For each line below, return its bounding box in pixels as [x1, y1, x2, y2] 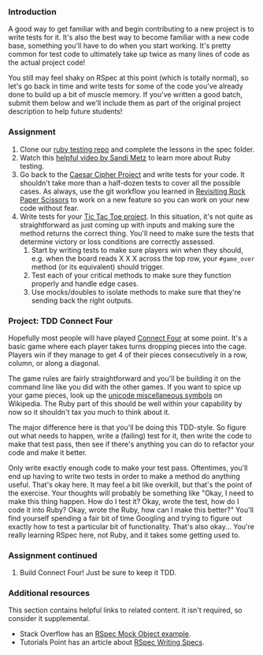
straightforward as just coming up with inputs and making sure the [19, 220, 235, 229]
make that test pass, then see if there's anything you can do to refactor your [8, 439, 255, 449]
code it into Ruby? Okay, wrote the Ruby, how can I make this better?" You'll [8, 505, 254, 514]
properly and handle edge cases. [31, 279, 139, 288]
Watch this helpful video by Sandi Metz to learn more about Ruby [19, 152, 231, 162]
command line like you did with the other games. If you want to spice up [8, 382, 242, 391]
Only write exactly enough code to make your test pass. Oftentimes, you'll [8, 463, 248, 472]
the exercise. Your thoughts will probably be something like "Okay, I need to [8, 488, 254, 498]
